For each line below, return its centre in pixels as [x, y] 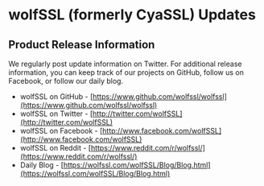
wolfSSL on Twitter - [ [56, 114]
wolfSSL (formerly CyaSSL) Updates [132, 15]
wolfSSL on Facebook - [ [61, 131]
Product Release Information [82, 45]
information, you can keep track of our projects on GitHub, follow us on [126, 72]
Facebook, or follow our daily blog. [66, 81]
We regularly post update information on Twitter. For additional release [125, 64]
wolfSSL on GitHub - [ [56, 97]
